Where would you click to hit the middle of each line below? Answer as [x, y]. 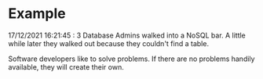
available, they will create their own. [66, 66]
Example [37, 14]
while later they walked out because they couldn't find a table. [109, 43]
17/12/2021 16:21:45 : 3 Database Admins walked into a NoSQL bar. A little [127, 35]
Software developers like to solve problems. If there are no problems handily [131, 59]
